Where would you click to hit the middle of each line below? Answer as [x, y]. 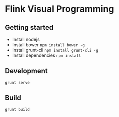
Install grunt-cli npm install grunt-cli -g [55, 50]
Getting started [29, 28]
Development [27, 71]
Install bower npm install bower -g [48, 45]
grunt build [17, 109]
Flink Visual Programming [60, 9]
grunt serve [17, 83]
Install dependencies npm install [47, 55]
